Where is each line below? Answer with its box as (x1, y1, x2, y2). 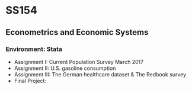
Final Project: (14, 77, 47, 84)
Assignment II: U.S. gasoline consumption (14, 65, 116, 72)
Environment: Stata (5, 45, 63, 53)
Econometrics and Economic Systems (5, 27, 149, 37)
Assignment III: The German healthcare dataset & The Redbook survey (14, 70, 187, 78)
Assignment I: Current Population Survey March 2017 (14, 58, 144, 65)
